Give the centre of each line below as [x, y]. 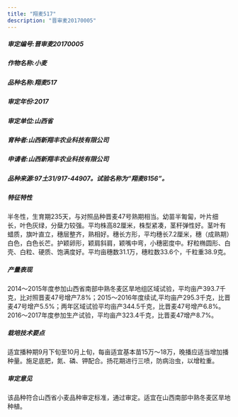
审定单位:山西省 [30, 120]
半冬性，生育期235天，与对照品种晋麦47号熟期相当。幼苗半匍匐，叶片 [110, 217]
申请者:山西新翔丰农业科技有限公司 [58, 159]
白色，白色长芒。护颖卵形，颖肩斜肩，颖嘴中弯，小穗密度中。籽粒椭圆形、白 [119, 243]
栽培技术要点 [26, 333]
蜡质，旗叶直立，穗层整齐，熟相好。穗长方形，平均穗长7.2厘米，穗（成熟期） [119, 234]
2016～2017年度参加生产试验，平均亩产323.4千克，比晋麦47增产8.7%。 [113, 315]
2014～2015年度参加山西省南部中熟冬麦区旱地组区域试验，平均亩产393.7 [113, 289]
